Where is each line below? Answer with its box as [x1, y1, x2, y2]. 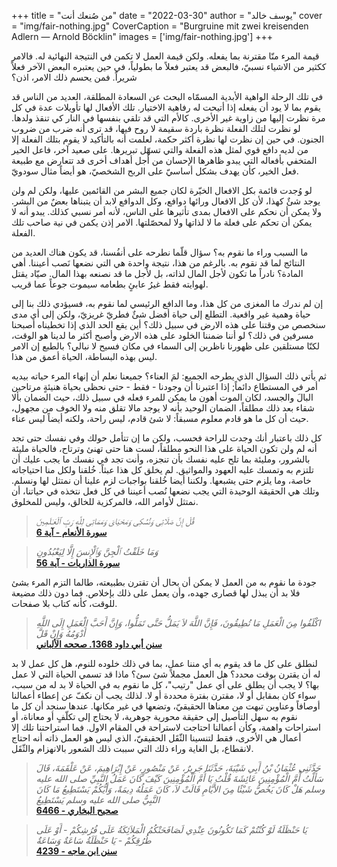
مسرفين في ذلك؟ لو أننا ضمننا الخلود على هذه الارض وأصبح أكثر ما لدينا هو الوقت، [11, 330, 314, 341]
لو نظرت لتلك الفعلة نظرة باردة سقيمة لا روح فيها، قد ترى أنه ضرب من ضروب [11, 123, 301, 134]
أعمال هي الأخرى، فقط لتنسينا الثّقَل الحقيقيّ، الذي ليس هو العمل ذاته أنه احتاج [11, 732, 302, 744]
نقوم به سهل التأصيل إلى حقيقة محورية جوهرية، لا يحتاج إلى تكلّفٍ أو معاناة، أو [11, 711, 298, 722]
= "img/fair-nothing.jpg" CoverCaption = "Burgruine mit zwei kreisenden [11, 20, 309, 32]
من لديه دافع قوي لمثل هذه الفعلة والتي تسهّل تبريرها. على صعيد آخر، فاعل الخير [11, 144, 309, 155]
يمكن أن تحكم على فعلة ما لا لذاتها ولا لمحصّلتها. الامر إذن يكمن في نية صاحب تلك [11, 216, 313, 228]
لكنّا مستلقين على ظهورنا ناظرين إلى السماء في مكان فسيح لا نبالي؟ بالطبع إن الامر [11, 340, 321, 352]
